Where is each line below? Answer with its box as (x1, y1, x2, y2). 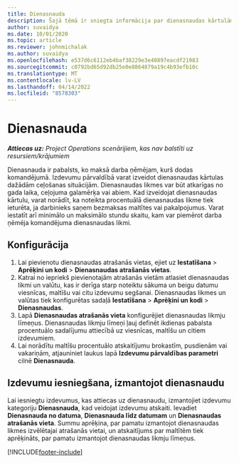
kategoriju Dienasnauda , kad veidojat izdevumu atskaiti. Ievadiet (7, 403, 197, 412)
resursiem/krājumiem (7, 152, 70, 160)
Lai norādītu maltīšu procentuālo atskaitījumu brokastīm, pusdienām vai (17, 341, 228, 350)
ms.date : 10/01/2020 (7, 30, 69, 38)
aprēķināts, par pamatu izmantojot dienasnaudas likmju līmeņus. (7, 434, 196, 442)
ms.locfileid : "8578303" (7, 90, 81, 97)
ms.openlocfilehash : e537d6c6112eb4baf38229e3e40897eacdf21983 (7, 57, 199, 64)
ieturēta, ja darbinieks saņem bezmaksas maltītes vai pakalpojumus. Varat (7, 204, 224, 212)
